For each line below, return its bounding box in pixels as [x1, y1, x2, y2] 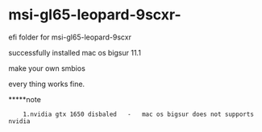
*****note [8, 94, 42, 104]
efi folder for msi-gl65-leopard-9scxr [8, 32, 131, 42]
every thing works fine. [8, 79, 85, 89]
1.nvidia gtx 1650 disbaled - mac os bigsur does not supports [23, 110, 254, 118]
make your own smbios [8, 63, 86, 73]
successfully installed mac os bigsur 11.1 [8, 47, 141, 57]
